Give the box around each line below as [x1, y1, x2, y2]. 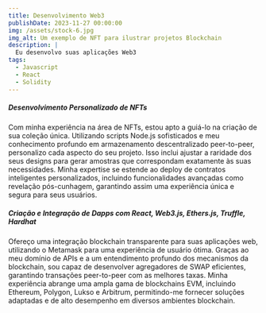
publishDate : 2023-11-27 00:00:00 [8, 19, 123, 27]
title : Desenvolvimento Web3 [8, 11, 105, 20]
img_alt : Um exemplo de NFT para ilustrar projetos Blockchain [8, 33, 222, 42]
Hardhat [8, 217, 37, 226]
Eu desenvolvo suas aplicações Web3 [15, 48, 137, 56]
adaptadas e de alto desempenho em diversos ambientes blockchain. [8, 296, 236, 306]
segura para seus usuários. [8, 190, 98, 199]
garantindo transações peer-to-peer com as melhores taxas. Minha [8, 271, 229, 280]
